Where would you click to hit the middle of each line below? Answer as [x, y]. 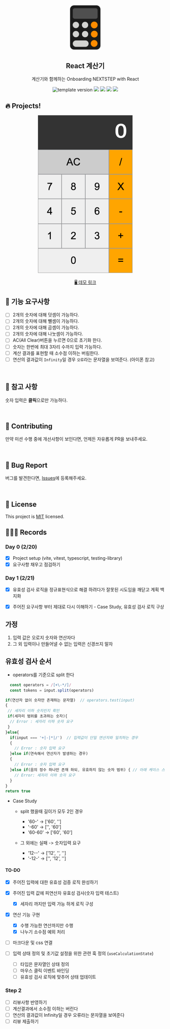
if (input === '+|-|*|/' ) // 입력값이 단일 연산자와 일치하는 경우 [74, 738]
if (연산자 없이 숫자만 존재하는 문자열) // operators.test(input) [70, 700]
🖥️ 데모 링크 [85, 282]
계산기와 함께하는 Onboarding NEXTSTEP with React [85, 79]
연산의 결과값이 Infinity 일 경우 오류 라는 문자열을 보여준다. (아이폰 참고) [83, 359]
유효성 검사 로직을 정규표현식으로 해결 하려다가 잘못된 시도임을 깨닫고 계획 [86, 590]
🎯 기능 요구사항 [27, 301]
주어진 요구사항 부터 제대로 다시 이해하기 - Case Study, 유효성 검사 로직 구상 [88, 607]
